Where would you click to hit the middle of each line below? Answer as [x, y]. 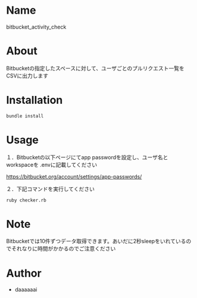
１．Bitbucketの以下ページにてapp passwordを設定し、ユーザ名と [87, 157]
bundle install [25, 116]
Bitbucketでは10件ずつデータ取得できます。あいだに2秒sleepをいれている [96, 241]
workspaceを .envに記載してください [52, 164]
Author [24, 273]
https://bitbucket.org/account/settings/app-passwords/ [74, 176]
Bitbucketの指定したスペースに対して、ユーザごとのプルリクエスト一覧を [95, 68]
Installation [35, 100]
